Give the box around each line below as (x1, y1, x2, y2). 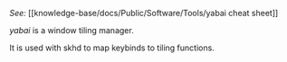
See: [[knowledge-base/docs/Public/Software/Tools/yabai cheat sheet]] (9, 8, 279, 18)
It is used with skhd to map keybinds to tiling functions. (9, 42, 215, 53)
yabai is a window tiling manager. (9, 25, 134, 35)
